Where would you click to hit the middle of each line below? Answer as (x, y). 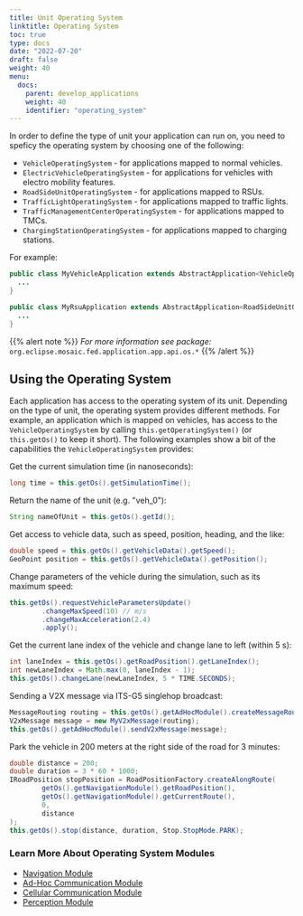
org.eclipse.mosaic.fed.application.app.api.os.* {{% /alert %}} (132, 351)
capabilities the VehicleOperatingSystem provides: (101, 449)
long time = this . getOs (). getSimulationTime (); (101, 483)
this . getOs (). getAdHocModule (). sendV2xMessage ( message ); (119, 729)
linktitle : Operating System (64, 26)
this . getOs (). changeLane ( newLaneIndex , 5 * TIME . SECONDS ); (123, 679)
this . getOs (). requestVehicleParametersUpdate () (101, 602)
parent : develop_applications (83, 93)
